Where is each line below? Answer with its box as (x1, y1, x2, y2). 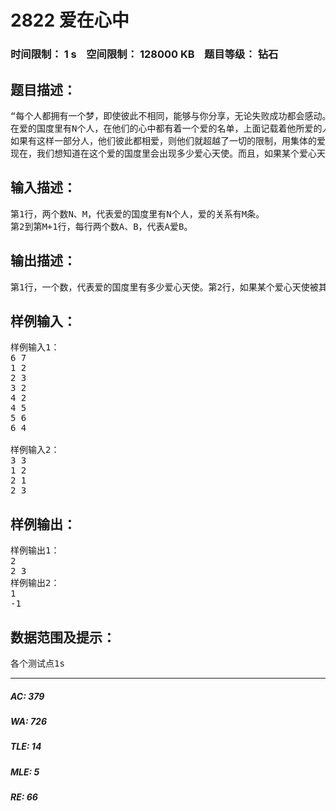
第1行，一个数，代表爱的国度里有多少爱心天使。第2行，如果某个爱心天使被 (10, 281, 319, 293)
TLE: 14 (10, 741, 42, 753)
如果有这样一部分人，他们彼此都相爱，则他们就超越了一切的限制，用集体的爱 (10, 135, 326, 146)
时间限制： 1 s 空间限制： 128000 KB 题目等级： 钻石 (10, 47, 279, 61)
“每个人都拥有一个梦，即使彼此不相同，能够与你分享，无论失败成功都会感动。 (10, 110, 332, 121)
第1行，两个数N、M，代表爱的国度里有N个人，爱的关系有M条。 (10, 208, 265, 220)
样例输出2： (10, 577, 60, 589)
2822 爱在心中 (10, 9, 130, 32)
